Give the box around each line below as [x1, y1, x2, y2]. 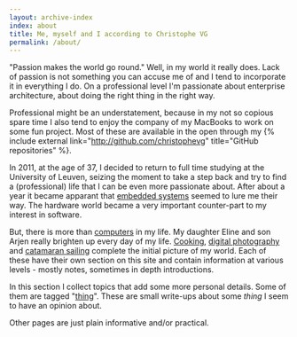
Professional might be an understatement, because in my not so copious [9, 107, 274, 118]
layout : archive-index [9, 12, 93, 22]
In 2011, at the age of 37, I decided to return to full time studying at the [9, 162, 265, 173]
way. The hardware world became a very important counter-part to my [9, 200, 268, 211]
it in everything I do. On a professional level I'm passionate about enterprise [9, 81, 285, 91]
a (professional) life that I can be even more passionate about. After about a [9, 181, 285, 192]
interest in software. [9, 209, 82, 220]
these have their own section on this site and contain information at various [9, 255, 284, 266]
